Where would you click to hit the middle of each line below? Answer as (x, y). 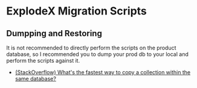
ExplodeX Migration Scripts (76, 11)
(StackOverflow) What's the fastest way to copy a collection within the (103, 72)
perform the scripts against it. (43, 61)
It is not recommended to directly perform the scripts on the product (91, 48)
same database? (35, 79)
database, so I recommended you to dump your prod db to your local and (97, 54)
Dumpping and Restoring (54, 33)
